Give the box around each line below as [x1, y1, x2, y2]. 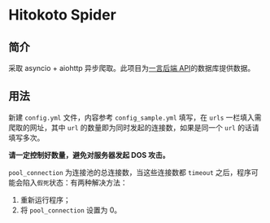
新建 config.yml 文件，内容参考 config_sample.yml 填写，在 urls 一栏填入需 [8, 112, 262, 122]
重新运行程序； [20, 195, 71, 204]
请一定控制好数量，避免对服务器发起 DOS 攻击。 [8, 150, 170, 160]
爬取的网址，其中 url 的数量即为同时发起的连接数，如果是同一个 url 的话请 [8, 122, 259, 132]
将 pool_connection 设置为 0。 [20, 205, 122, 215]
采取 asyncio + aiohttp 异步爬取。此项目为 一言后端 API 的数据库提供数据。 [8, 63, 255, 72]
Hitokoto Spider [8, 6, 116, 24]
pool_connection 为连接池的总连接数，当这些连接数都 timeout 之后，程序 [8, 167, 252, 177]
